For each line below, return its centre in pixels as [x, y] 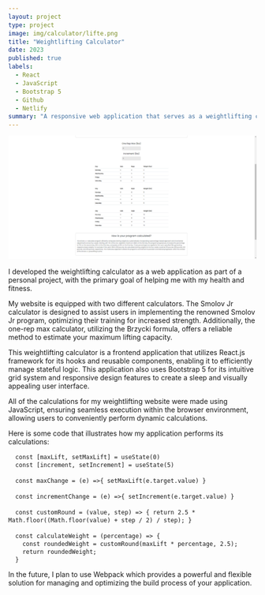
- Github [30, 100]
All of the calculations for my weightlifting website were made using [118, 401]
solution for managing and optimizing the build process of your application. [130, 582]
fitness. [21, 288]
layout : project [35, 17]
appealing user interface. [49, 386]
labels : [21, 67]
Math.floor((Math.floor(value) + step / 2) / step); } [100, 520]
